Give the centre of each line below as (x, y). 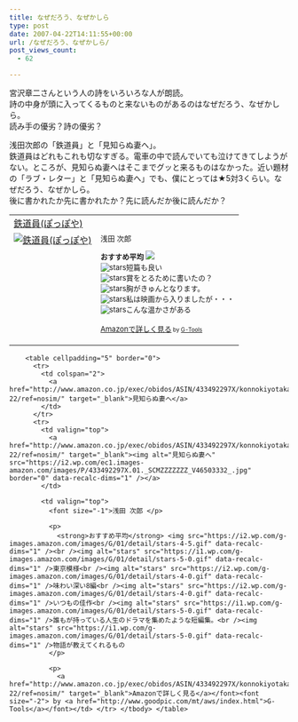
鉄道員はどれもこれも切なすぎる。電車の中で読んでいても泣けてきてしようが (149, 156)
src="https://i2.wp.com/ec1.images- (77, 463)
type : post (29, 26)
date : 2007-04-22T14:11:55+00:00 (71, 34)
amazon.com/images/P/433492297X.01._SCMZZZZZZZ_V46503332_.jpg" (130, 471)
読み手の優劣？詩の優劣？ (56, 126)
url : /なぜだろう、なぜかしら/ (59, 42)
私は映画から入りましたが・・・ (180, 299)
